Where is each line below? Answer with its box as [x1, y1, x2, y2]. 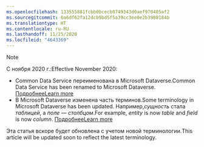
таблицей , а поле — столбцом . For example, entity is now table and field [15, 109, 198, 116]
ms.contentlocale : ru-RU [6, 25, 69, 32]
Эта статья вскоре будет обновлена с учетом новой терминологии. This [6, 128, 193, 134]
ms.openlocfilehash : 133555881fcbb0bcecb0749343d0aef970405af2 [6, 8, 170, 15]
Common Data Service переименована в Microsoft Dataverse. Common [15, 77, 195, 84]
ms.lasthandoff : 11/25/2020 [6, 31, 78, 38]
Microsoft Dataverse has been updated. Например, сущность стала [15, 103, 186, 109]
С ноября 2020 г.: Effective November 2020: [6, 65, 118, 73]
